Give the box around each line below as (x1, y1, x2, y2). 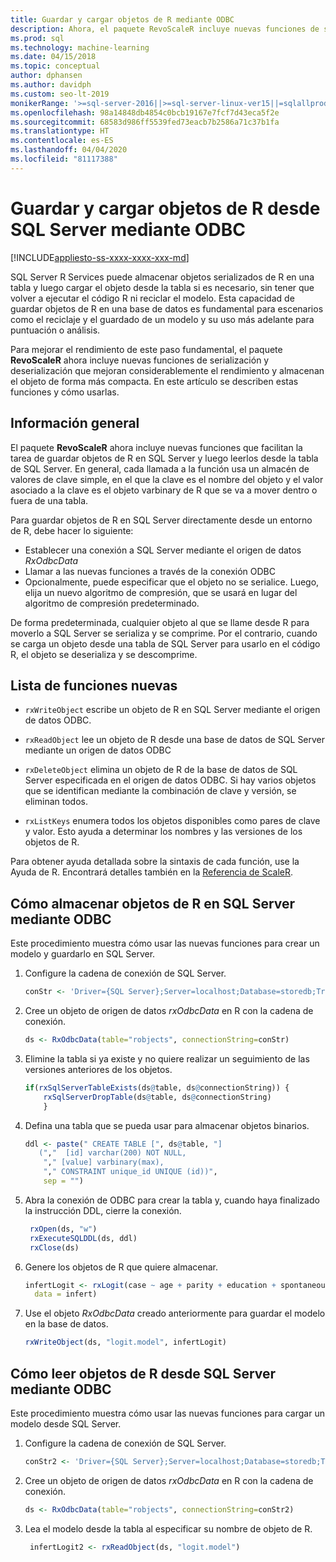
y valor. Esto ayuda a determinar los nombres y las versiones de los (24, 826, 303, 838)
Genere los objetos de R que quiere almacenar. (24, 1261, 218, 1273)
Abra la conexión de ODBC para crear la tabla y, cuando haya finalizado (24, 1194, 320, 1206)
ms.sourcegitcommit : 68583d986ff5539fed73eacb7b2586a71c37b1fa (10, 117, 280, 127)
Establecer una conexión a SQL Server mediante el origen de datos (24, 544, 302, 556)
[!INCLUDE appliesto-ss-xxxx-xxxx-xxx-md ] (10, 251, 190, 263)
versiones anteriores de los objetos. (24, 1063, 173, 1075)
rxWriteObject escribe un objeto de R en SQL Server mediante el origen (24, 704, 321, 716)
